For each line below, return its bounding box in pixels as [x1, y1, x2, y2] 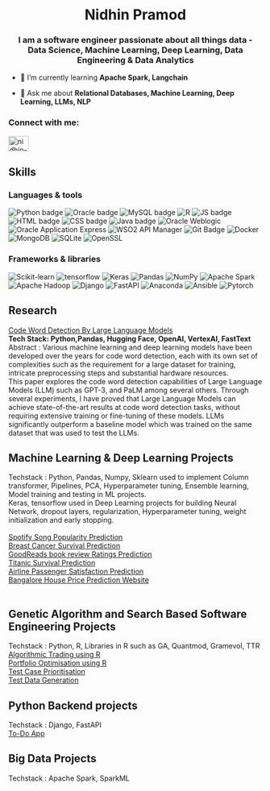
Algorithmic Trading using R [8, 650, 101, 660]
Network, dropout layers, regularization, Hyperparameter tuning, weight [8, 507, 247, 516]
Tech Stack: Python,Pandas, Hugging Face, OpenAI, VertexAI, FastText [8, 333, 251, 343]
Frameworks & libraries [8, 254, 101, 265]
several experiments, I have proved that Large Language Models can [8, 393, 236, 404]
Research [8, 304, 58, 317]
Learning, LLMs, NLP [19, 97, 91, 106]
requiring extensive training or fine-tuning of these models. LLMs [8, 411, 225, 420]
